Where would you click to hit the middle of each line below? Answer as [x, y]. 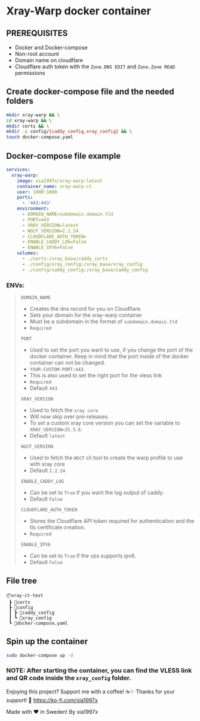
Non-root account [37, 54]
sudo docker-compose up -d [40, 655]
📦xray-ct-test [25, 595]
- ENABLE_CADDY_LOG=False [54, 242]
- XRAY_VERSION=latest [50, 225]
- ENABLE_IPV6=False [47, 248]
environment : [33, 209]
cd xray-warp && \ [29, 120]
